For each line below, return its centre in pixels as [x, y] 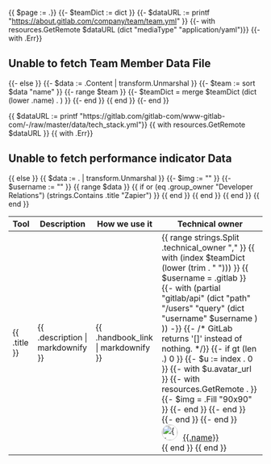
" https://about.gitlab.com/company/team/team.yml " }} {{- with [112, 21]
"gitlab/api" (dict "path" [206, 297]
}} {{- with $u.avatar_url [206, 369]
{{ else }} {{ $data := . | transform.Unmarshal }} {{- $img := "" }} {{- [120, 178]
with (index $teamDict [203, 257]
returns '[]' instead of [202, 338]
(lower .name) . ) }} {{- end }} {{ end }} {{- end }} [89, 100]
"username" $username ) [209, 318]
